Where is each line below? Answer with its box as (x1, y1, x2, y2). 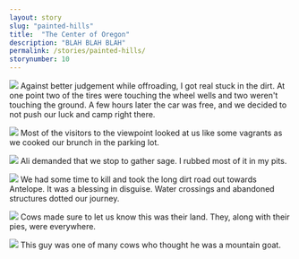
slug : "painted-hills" (9, 22, 94, 30)
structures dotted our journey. (9, 194, 120, 203)
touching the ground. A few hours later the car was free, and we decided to (9, 99, 287, 110)
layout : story (9, 13, 63, 22)
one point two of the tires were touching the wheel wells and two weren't (9, 91, 278, 100)
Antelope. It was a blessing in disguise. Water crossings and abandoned (9, 184, 275, 194)
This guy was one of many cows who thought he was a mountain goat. (20, 239, 282, 250)
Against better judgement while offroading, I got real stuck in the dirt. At (20, 81, 286, 91)
